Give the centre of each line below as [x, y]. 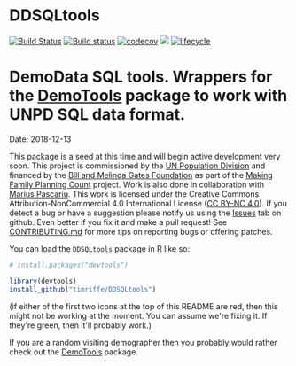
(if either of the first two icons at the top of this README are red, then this [144, 306]
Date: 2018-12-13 [40, 139]
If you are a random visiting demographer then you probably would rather [143, 342]
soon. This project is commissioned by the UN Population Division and [137, 166]
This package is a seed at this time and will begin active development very [145, 156]
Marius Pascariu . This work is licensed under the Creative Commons [134, 194]
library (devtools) [43, 281]
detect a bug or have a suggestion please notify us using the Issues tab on [145, 213]
